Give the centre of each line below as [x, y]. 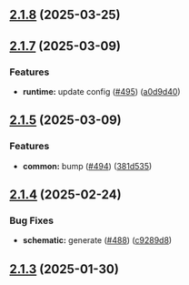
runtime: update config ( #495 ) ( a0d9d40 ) [101, 92]
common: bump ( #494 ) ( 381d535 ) [87, 166]
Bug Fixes [32, 220]
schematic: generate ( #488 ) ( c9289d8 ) [97, 240]
